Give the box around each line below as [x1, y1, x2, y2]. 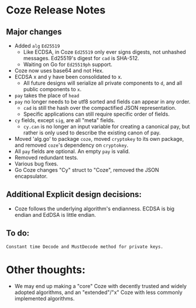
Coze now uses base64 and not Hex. [14, 67, 104, 74]
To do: [6, 229, 30, 238]
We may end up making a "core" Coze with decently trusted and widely [14, 282, 187, 289]
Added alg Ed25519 [14, 42, 60, 49]
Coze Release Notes [6, 4, 106, 17]
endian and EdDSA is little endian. [14, 211, 97, 218]
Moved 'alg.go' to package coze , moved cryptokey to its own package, [14, 136, 184, 142]
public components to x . [23, 86, 82, 92]
